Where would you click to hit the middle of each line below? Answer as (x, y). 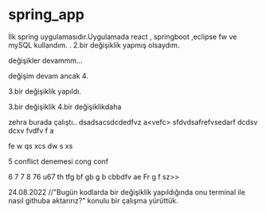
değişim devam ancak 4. (49, 76)
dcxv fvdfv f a (31, 130)
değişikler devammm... (45, 60)
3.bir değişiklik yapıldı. (45, 91)
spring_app (47, 15)
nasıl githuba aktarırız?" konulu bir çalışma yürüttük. (94, 200)
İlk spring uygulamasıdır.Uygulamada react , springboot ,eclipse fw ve (123, 37)
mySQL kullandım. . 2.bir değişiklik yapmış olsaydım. (94, 45)
